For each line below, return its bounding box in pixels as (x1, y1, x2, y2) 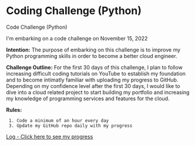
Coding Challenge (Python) (6, 4, 142, 18)
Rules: (6, 106, 22, 113)
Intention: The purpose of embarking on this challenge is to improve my (6, 46, 181, 53)
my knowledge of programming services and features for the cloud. (6, 95, 170, 102)
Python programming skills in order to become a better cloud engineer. (6, 52, 177, 59)
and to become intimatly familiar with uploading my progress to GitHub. (6, 76, 179, 83)
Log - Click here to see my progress (6, 133, 93, 140)
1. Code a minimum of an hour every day (8, 117, 109, 124)
